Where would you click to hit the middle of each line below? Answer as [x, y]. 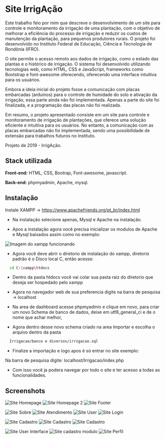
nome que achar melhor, [37, 317]
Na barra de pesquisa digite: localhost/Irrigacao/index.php [65, 360]
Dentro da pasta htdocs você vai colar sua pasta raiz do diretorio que [83, 277]
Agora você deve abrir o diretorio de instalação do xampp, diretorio [81, 253]
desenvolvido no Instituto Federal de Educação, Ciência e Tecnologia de [79, 44]
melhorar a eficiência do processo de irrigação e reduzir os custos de [76, 33]
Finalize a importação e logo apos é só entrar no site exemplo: [76, 351]
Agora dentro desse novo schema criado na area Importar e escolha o [84, 327]
